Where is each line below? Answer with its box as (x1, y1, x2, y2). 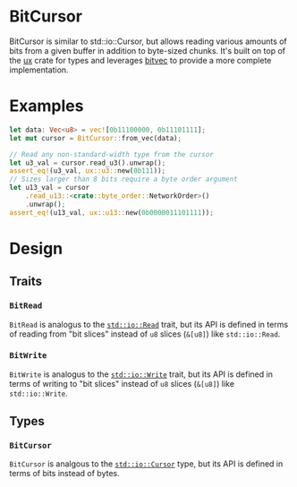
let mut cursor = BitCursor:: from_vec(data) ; (9, 133, 182, 142)
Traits (9, 274, 43, 289)
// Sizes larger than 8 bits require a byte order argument (9, 175, 239, 184)
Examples (9, 96, 84, 116)
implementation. (9, 64, 69, 75)
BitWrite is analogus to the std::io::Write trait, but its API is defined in (9, 369, 273, 380)
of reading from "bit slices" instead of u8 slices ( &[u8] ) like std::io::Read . (9, 329, 281, 339)
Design (9, 238, 64, 259)
